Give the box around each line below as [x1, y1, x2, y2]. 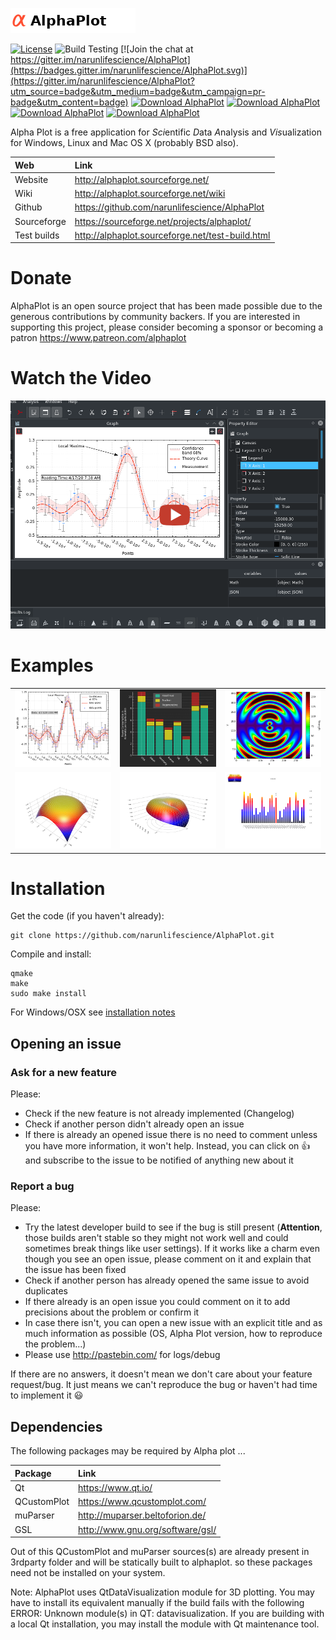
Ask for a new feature [10, 1065, 117, 1079]
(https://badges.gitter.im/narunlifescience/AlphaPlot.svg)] [10, 64, 248, 76]
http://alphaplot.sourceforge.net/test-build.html [74, 229, 271, 241]
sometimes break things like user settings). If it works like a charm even [24, 1243, 320, 1255]
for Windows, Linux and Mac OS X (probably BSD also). [10, 137, 239, 148]
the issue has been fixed [24, 1264, 127, 1276]
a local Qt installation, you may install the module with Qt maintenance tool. [10, 1618, 320, 1630]
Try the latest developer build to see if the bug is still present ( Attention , [24, 1221, 323, 1233]
